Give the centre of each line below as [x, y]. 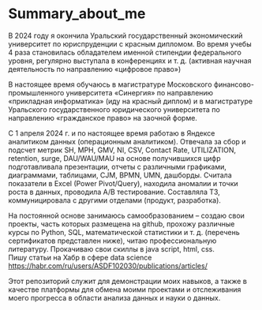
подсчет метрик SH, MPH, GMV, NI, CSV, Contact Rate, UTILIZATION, [122, 150]
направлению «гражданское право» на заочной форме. [103, 118]
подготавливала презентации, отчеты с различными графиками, [118, 166]
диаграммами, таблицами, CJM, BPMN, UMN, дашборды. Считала [120, 175]
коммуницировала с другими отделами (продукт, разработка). [114, 200]
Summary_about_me [77, 14]
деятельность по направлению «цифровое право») [95, 69]
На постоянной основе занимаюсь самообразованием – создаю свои [126, 215]
